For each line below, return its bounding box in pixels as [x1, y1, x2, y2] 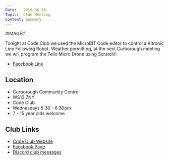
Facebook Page [12, 144, 45, 149]
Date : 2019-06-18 [5, 7, 46, 13]
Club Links [5, 125, 39, 134]
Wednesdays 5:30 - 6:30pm [12, 105, 72, 111]
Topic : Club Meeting [5, 12, 51, 17]
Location [5, 75, 34, 84]
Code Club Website [12, 138, 53, 144]
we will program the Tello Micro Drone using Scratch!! [5, 51, 117, 57]
